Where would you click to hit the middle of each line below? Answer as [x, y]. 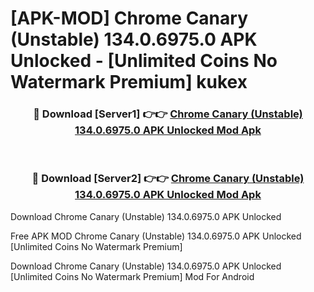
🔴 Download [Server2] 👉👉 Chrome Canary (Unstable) [168, 179]
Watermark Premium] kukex [129, 82]
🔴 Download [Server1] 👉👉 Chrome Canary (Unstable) [168, 114]
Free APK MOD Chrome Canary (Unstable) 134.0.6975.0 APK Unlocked [156, 236]
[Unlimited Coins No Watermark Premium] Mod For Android [132, 276]
